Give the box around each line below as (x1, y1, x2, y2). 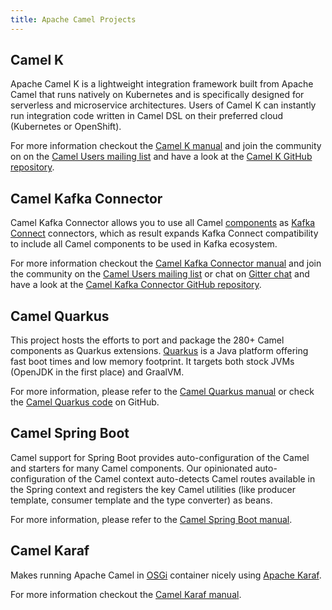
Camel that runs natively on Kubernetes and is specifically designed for (10, 89, 305, 101)
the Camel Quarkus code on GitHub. (10, 396, 160, 408)
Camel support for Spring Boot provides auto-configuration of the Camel (10, 451, 310, 463)
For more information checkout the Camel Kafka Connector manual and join (10, 257, 322, 270)
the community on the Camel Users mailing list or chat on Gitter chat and (10, 268, 310, 280)
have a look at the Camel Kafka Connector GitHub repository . (10, 279, 262, 291)
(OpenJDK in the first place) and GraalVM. (10, 366, 185, 378)
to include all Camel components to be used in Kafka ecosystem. (10, 238, 278, 250)
